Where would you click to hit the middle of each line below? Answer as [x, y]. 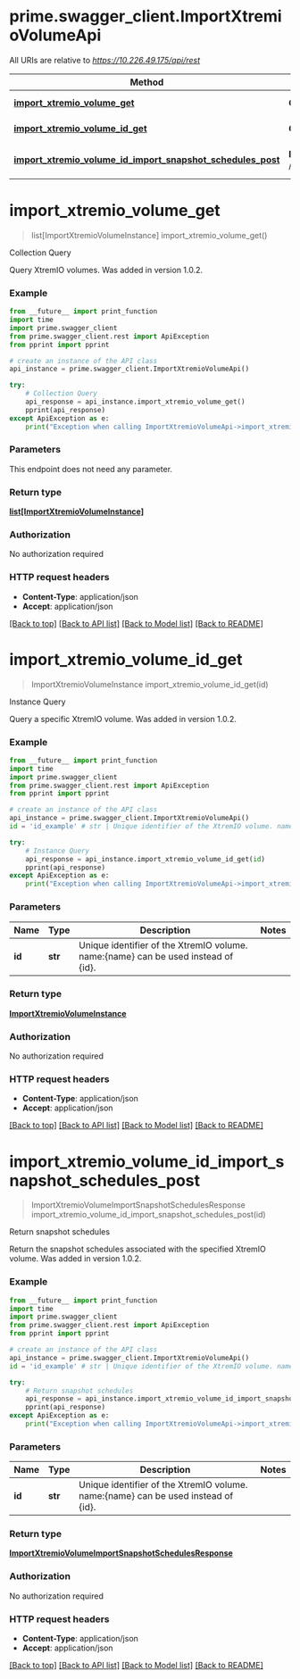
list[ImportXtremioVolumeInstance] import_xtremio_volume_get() [149, 235]
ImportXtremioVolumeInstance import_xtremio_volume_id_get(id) [150, 684]
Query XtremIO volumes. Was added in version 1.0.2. [106, 270]
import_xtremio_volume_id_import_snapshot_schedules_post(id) [148, 1215]
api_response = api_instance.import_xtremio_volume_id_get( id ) [146, 859]
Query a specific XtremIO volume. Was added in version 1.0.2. [123, 719]
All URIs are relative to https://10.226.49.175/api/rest [105, 60]
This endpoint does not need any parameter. [91, 469]
